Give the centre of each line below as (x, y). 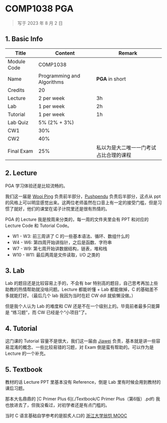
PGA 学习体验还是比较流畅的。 (37, 186)
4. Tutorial (21, 328)
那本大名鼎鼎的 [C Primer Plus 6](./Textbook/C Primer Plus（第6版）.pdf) (80, 399)
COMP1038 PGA (39, 9)
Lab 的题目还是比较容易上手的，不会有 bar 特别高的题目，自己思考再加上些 (82, 283)
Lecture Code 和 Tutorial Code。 (39, 225)
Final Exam (20, 151)
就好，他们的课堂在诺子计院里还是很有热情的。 (62, 209)
